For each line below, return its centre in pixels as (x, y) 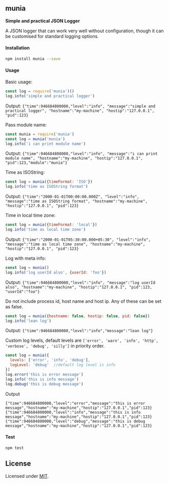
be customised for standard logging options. (52, 36)
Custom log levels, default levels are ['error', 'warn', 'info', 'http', (82, 340)
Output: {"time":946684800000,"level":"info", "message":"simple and (80, 106)
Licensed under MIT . (27, 476)
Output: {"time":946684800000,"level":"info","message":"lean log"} (79, 331)
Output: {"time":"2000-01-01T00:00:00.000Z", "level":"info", (72, 197)
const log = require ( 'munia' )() (40, 91)
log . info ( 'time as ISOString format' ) (47, 187)
